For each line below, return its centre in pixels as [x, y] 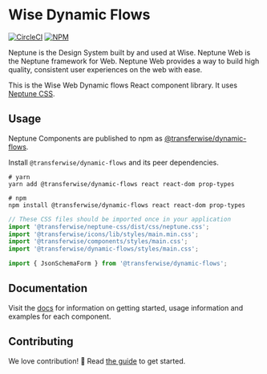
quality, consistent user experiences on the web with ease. [105, 69]
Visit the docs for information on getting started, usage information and [126, 307]
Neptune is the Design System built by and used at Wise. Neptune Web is [129, 52]
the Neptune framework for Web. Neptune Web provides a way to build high [134, 61]
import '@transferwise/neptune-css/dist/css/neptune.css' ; [109, 226]
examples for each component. [60, 316]
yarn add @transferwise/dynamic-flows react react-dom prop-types [121, 184]
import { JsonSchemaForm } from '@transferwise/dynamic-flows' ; [118, 264]
